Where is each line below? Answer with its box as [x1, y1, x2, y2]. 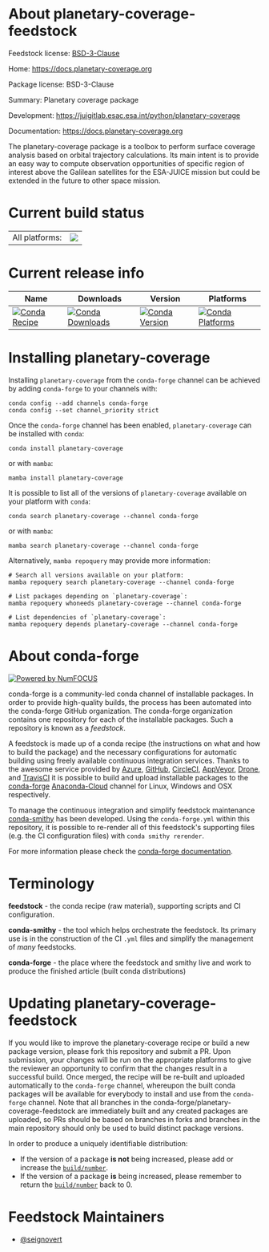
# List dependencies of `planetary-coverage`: [8, 613, 167, 622]
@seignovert [19, 1234, 62, 1244]
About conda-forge [8, 646, 139, 665]
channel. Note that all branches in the [27, 1097, 152, 1107]
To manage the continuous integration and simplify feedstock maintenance [8, 805, 255, 815]
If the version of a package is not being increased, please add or [19, 1154, 234, 1164]
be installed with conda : [8, 428, 85, 438]
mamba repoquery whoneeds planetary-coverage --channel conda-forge [8, 599, 242, 607]
